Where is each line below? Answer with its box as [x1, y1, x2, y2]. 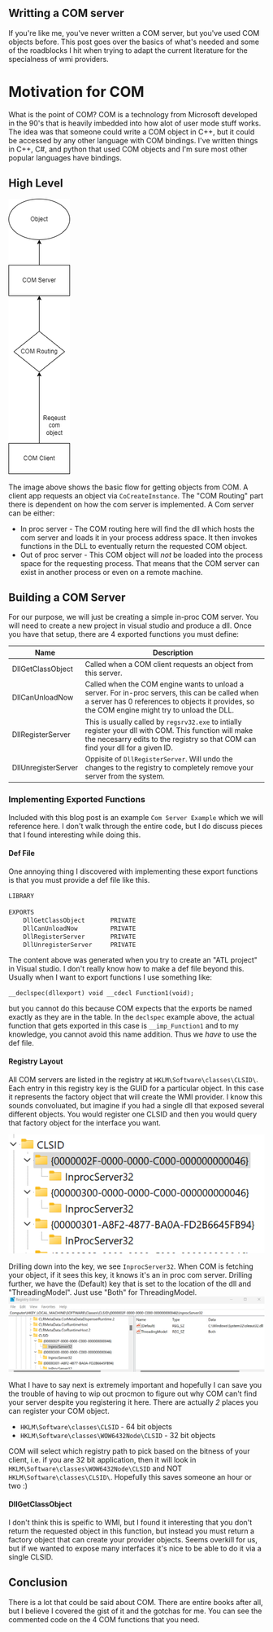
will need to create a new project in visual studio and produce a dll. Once [8, 621, 252, 630]
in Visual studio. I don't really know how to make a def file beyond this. [8, 963, 245, 973]
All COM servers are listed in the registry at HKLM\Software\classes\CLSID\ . [8, 1075, 258, 1085]
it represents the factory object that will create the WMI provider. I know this [8, 1092, 262, 1102]
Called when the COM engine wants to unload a [84, 679, 245, 689]
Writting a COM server [8, 7, 124, 20]
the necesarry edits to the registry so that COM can [84, 734, 257, 744]
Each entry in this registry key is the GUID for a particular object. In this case [8, 1083, 264, 1094]
